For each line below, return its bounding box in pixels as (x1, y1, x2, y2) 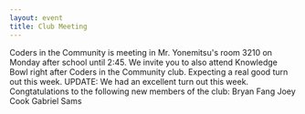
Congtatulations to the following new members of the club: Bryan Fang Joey (9, 86, 297, 97)
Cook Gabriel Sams (9, 95, 82, 106)
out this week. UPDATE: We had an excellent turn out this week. (9, 76, 249, 87)
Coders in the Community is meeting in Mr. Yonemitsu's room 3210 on (9, 47, 272, 57)
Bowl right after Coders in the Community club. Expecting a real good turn (9, 66, 289, 78)
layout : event (9, 13, 64, 23)
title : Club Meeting (9, 22, 89, 31)
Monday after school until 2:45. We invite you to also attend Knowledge (9, 57, 279, 67)
